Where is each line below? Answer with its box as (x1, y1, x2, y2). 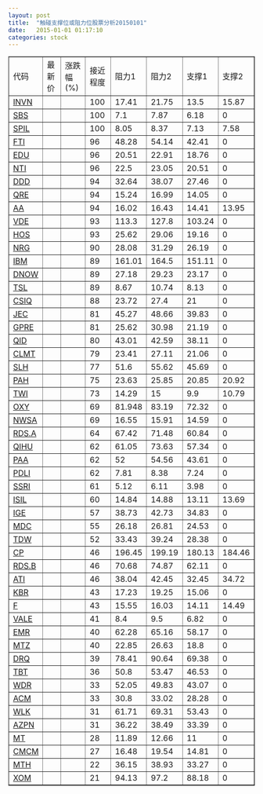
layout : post (8, 11, 51, 20)
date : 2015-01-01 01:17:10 (8, 26, 103, 34)
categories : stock (8, 33, 68, 42)
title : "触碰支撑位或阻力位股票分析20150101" (8, 19, 147, 27)
